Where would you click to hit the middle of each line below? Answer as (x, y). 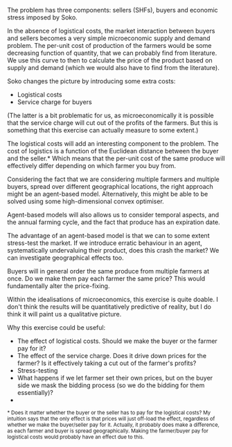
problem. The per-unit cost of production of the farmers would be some (109, 45)
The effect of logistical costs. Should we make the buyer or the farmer (117, 341)
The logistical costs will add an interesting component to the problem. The (113, 144)
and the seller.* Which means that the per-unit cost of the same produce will (116, 158)
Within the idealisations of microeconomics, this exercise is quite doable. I (113, 299)
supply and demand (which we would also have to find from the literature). (113, 68)
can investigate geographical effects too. (65, 258)
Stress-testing (37, 370)
